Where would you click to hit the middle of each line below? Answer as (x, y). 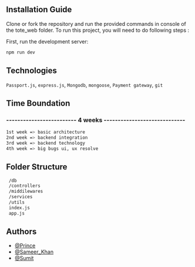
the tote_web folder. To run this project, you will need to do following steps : (98, 30)
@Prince (25, 246)
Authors (21, 232)
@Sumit (24, 258)
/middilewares (26, 191)
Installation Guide (39, 10)
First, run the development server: (47, 41)
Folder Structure (37, 167)
